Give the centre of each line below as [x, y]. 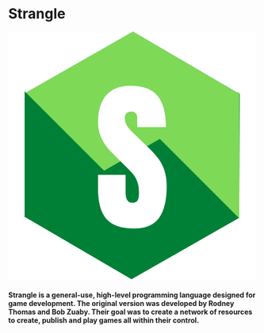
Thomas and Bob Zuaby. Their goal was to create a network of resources [130, 312]
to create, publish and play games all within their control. [104, 320]
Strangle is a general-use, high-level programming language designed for [132, 295]
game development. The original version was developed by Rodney [121, 303]
